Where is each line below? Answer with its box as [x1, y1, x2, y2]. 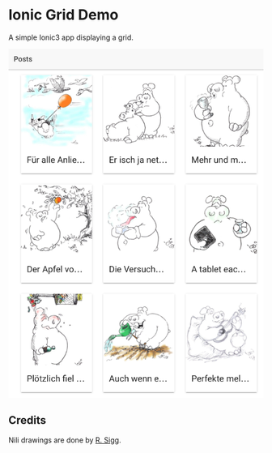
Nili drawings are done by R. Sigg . [8, 435, 121, 445]
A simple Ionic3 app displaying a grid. [8, 32, 134, 42]
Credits [8, 413, 47, 427]
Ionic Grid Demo [8, 6, 119, 24]
